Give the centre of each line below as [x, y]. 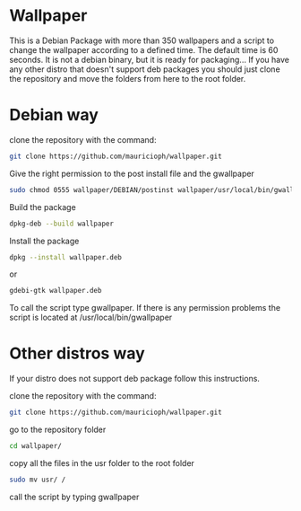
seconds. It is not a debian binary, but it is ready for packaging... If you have [149, 59]
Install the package [44, 241]
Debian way [54, 115]
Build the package [43, 207]
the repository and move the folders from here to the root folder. [128, 78]
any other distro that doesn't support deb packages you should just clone [145, 69]
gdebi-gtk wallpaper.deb [56, 291]
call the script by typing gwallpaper [74, 497]
